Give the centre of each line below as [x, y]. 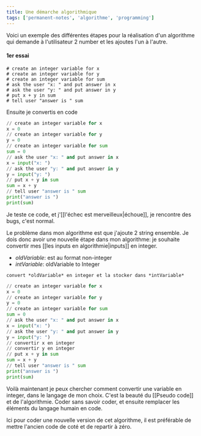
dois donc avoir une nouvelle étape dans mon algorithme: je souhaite [93, 239]
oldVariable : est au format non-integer [64, 257]
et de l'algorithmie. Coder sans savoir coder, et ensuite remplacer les [93, 402]
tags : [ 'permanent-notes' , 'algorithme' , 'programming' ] [80, 18]
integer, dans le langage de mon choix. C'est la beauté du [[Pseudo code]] [100, 395]
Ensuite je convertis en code [42, 112]
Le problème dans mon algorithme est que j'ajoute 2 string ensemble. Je [98, 232]
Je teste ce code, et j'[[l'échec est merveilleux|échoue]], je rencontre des [99, 214]
